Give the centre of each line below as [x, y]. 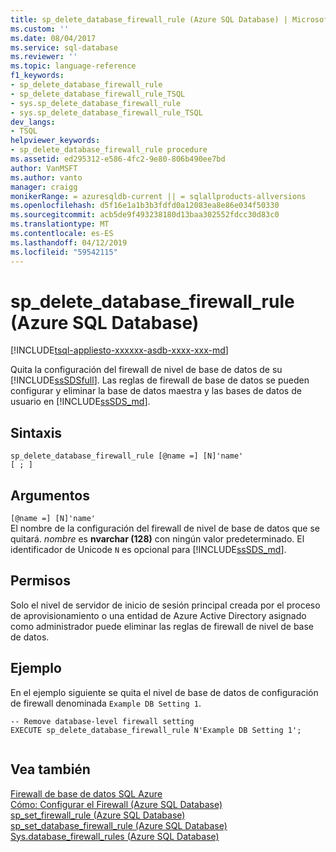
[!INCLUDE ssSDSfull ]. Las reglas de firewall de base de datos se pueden [160, 380]
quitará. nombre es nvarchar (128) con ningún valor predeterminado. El [157, 539]
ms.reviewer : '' [44, 57]
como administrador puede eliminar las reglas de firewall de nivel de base [162, 626]
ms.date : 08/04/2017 [53, 38]
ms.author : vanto [46, 177]
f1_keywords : [37, 76]
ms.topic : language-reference [73, 66]
